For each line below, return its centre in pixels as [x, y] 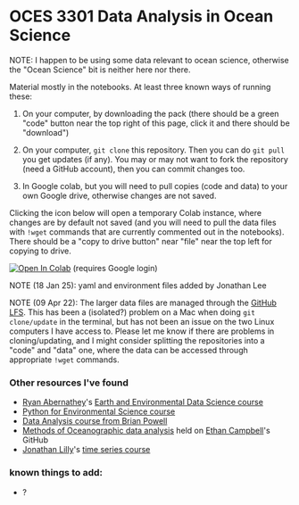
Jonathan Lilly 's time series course [86, 450]
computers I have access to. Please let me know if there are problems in [142, 331]
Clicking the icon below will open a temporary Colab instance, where [135, 212]
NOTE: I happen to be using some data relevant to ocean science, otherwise [149, 60]
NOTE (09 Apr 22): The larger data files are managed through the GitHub [143, 302]
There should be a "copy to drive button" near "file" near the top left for [141, 241]
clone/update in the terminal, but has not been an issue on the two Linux [142, 321]
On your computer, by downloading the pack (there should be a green [150, 113]
